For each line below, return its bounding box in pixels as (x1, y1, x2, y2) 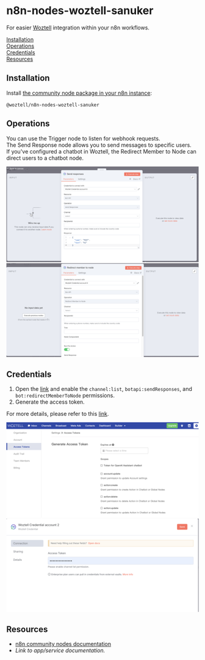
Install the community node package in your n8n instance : (6, 89, 153, 97)
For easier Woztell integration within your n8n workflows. (6, 24, 149, 31)
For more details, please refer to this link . (6, 410, 109, 417)
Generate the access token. (15, 398, 85, 406)
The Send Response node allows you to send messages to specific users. (6, 141, 192, 149)
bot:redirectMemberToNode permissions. (15, 392, 115, 399)
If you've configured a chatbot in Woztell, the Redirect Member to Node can (6, 147, 197, 155)
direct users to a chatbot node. (6, 154, 84, 161)
